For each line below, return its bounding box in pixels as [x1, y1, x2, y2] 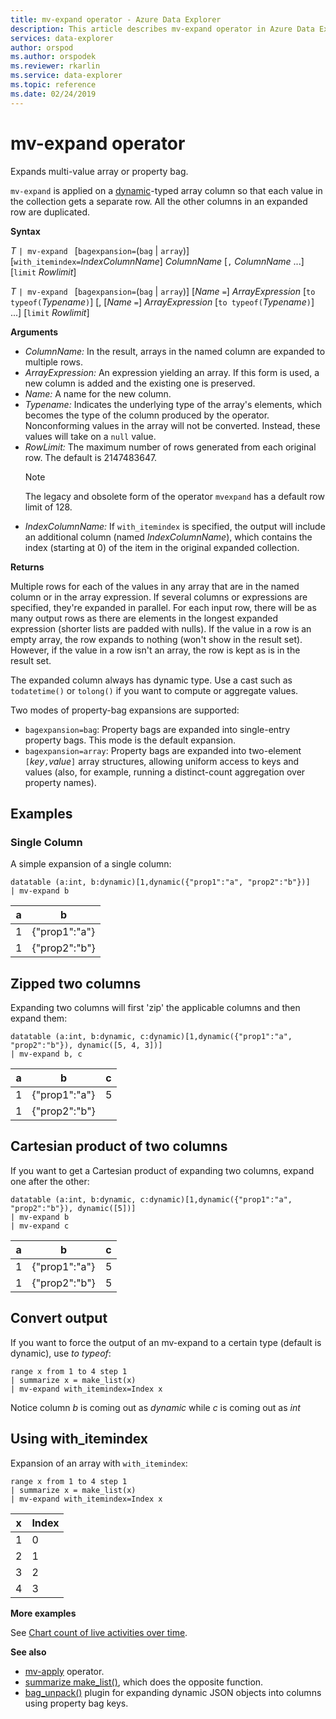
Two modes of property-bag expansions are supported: [10, 704, 240, 716]
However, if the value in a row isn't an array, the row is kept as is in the [10, 644, 301, 656]
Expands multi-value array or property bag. [10, 165, 189, 177]
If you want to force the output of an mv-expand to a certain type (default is [10, 1336, 322, 1348]
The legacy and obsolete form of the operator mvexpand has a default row [24, 490, 325, 502]
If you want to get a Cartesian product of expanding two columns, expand [10, 1164, 315, 1176]
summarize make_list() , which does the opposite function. [24, 1676, 264, 1688]
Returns [10, 561, 45, 573]
